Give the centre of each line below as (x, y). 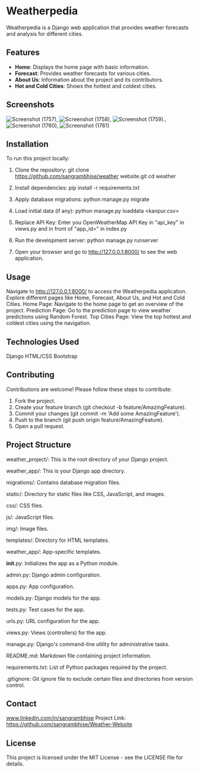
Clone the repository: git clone (52, 170)
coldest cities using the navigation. (49, 323)
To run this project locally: (38, 159)
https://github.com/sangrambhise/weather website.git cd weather (95, 176)
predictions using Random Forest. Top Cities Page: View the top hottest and (99, 317)
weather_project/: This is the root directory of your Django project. (87, 459)
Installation (27, 144)
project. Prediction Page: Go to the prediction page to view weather (89, 311)
